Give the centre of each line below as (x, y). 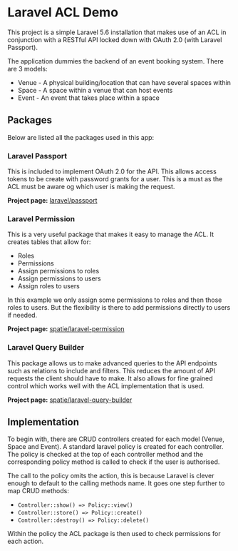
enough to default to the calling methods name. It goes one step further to (116, 483)
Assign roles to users (48, 286)
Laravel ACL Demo (63, 12)
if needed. (22, 315)
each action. (26, 541)
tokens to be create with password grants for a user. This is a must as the (115, 179)
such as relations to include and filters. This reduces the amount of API (112, 370)
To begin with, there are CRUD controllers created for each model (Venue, (116, 439)
